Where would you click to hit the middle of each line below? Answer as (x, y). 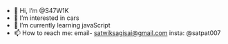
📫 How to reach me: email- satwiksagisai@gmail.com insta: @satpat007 (117, 33)
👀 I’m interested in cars (46, 18)
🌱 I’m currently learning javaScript (62, 25)
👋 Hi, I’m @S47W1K (41, 11)
